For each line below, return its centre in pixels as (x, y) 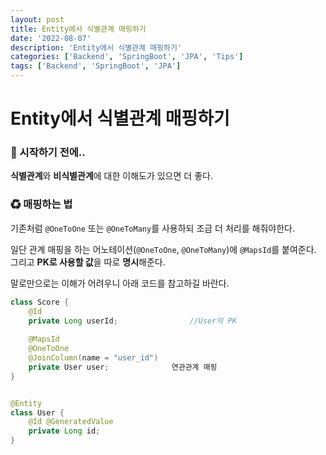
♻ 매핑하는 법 (41, 204)
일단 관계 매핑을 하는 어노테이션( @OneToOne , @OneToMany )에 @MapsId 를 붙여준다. (163, 249)
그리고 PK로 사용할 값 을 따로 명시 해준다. (88, 262)
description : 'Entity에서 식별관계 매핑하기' (96, 47)
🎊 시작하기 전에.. (48, 153)
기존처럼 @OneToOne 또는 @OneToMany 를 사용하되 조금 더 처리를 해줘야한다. (152, 228)
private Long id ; (64, 431)
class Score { (40, 302)
